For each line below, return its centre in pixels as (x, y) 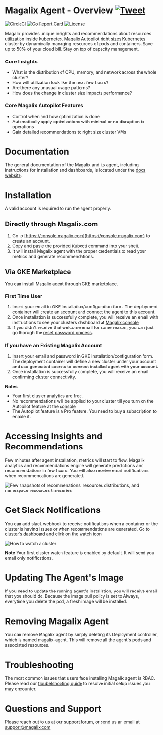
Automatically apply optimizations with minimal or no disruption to (78, 122)
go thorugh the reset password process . (53, 333)
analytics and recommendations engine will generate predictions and (74, 465)
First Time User (24, 296)
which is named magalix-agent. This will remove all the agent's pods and (78, 640)
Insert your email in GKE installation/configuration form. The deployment (85, 307)
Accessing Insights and (54, 436)
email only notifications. (29, 558)
